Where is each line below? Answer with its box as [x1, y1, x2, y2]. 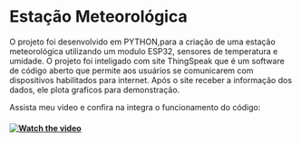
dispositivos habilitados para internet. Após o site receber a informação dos [9, 74, 293, 85]
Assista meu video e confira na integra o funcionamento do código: [9, 101, 261, 112]
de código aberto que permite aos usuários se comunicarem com [9, 65, 254, 76]
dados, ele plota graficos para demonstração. [9, 84, 180, 95]
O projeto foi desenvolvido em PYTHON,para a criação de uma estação [9, 36, 277, 47]
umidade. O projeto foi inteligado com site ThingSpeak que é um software [9, 55, 286, 66]
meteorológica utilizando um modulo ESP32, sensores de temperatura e [9, 45, 278, 56]
